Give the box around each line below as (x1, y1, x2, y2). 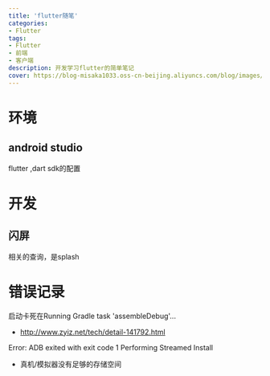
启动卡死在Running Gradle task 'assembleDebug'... (8, 311, 177, 321)
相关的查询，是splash (8, 251, 80, 261)
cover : (8, 72, 31, 80)
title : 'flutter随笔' (8, 11, 79, 20)
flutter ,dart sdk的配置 (8, 163, 81, 173)
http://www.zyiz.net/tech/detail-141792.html (19, 327, 166, 337)
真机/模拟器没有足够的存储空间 (19, 359, 122, 369)
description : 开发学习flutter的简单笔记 (8, 64, 135, 72)
